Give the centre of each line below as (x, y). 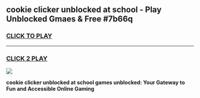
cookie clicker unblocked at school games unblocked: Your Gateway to (96, 82)
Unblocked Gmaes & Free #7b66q (70, 19)
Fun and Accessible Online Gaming (50, 88)
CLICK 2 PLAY (27, 58)
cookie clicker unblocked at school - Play (84, 10)
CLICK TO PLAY (29, 36)
